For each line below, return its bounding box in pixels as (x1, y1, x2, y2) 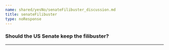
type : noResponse (5, 16, 42, 21)
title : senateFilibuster (5, 12, 57, 17)
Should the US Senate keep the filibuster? (5, 33, 109, 40)
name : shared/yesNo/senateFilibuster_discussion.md (5, 7, 116, 12)
